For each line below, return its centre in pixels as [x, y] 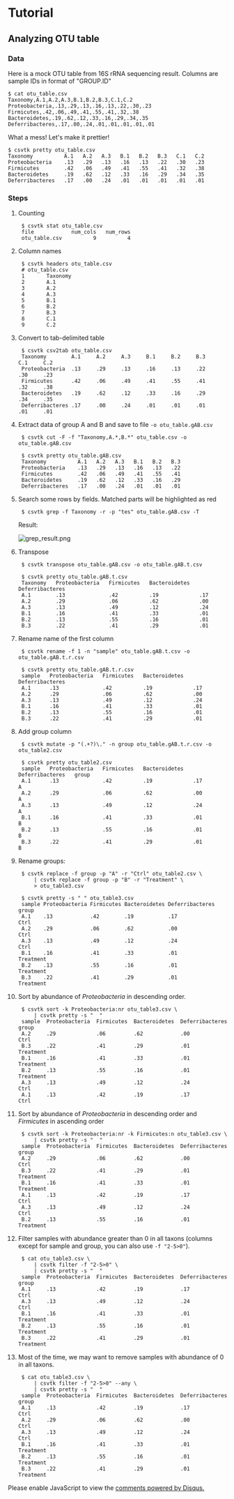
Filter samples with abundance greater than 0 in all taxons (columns [115, 1239]
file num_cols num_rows [76, 232]
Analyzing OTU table [54, 39]
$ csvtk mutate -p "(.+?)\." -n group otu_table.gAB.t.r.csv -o [116, 744]
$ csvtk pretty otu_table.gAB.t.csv [75, 577]
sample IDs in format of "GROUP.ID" [60, 81]
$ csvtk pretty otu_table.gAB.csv [71, 456]
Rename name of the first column [66, 639]
